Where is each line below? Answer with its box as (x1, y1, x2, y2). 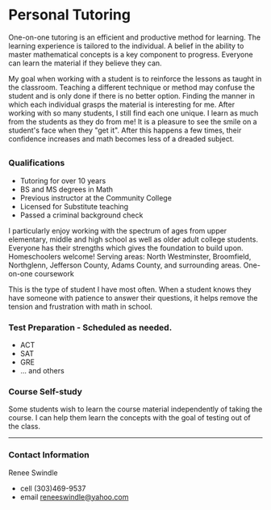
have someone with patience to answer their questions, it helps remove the (8, 293, 258, 302)
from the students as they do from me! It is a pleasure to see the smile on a (8, 116, 257, 126)
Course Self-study (8, 386, 83, 397)
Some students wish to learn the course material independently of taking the (8, 404, 263, 414)
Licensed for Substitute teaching (19, 201, 129, 211)
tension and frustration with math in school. (8, 301, 153, 311)
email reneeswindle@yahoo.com (19, 491, 129, 502)
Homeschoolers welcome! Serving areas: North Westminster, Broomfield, (8, 251, 252, 261)
